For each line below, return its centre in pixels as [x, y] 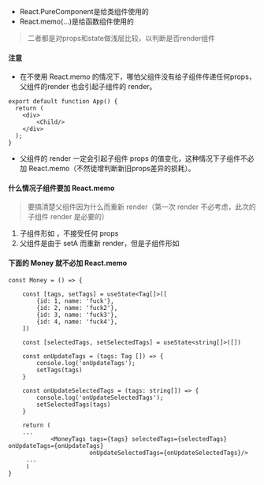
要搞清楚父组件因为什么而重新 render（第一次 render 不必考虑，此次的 [141, 207]
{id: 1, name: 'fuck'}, [75, 301]
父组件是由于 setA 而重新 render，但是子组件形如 [99, 244]
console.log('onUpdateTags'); [86, 363]
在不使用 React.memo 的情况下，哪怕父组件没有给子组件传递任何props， [138, 76]
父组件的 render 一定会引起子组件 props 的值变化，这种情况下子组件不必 [137, 159]
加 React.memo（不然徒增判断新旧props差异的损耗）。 [107, 169]
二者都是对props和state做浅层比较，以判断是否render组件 [121, 38]
